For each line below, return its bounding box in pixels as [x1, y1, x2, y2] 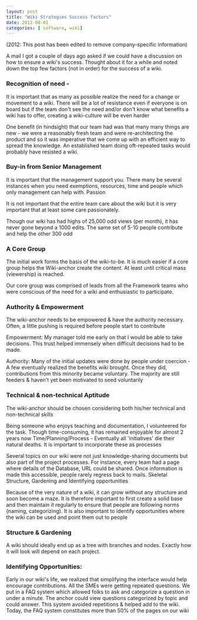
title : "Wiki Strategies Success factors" [6, 14, 112, 20]
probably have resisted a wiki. [6, 148, 79, 155]
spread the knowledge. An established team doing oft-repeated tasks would [6, 142, 191, 149]
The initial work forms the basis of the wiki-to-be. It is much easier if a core [6, 258, 189, 265]
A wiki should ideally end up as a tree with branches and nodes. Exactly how [6, 542, 192, 549]
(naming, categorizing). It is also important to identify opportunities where [6, 507, 185, 514]
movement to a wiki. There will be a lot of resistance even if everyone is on [6, 99, 187, 106]
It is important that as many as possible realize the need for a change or [6, 93, 181, 100]
